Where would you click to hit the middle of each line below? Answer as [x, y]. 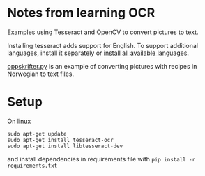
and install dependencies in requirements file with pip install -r [101, 159]
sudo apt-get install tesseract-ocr [60, 140]
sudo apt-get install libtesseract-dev [65, 146]
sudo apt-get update [37, 134]
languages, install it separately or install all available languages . [98, 53]
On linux [19, 121]
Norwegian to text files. [41, 74]
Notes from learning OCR [81, 13]
